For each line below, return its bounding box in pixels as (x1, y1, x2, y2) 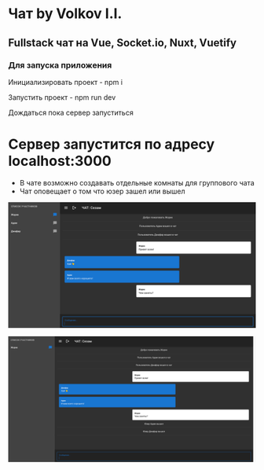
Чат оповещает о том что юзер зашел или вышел (19, 186, 185, 196)
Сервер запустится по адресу (8, 135, 215, 153)
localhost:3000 (8, 152, 112, 170)
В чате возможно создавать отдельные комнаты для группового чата (19, 178, 255, 187)
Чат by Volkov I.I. (8, 5, 123, 23)
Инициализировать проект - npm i (8, 77, 123, 86)
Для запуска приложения (8, 60, 112, 71)
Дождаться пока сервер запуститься (8, 108, 134, 117)
